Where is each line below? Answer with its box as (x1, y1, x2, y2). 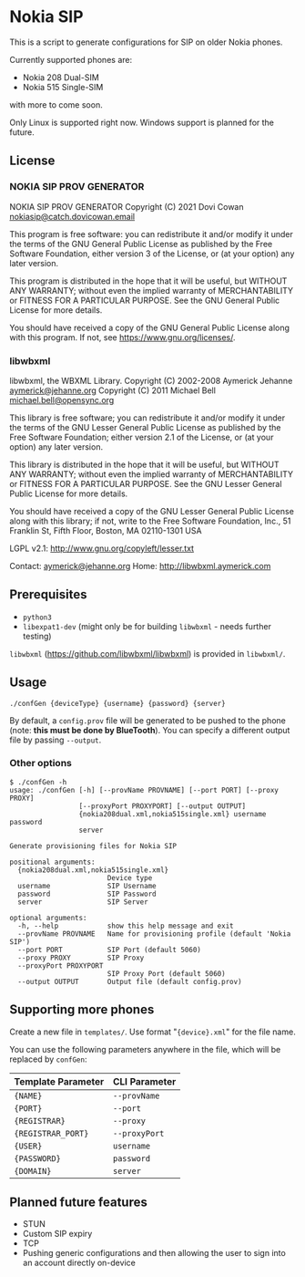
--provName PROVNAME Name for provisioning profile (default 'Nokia (17, 929, 291, 939)
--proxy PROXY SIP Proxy (17, 953, 145, 962)
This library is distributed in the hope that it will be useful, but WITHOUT (9, 459, 280, 470)
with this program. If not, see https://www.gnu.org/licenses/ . (9, 331, 236, 343)
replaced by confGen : (9, 1054, 87, 1064)
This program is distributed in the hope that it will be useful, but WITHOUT (9, 275, 288, 286)
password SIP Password (17, 889, 157, 898)
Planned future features (9, 1195, 147, 1210)
